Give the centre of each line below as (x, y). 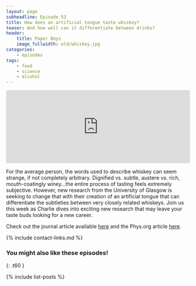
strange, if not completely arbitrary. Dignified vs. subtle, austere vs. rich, (93, 178)
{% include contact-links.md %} (45, 238)
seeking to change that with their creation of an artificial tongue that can (93, 197)
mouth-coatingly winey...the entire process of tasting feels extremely (89, 184)
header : (15, 33)
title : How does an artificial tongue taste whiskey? (73, 22)
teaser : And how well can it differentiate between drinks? (81, 28)
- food (24, 66)
